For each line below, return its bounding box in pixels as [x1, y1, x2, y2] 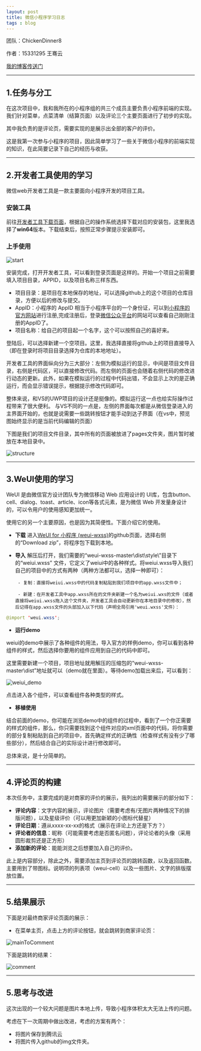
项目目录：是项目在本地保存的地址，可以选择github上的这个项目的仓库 [14, 289, 188, 296]
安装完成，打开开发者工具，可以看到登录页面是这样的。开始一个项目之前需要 [6, 268, 195, 276]
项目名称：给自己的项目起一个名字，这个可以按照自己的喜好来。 [14, 327, 172, 334]
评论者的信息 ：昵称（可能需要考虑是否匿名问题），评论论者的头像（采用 [14, 830, 191, 837]
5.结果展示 [6, 897, 45, 907]
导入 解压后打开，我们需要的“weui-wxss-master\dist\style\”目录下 [14, 552, 178, 559]
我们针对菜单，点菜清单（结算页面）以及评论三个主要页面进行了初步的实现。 [6, 112, 195, 119]
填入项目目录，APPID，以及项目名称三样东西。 [6, 276, 121, 283]
